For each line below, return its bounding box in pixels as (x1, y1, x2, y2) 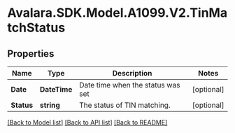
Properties (7, 48, 55, 59)
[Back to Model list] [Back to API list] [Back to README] (7, 118, 168, 127)
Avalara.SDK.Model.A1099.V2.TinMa (7, 5, 228, 21)
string (39, 100, 61, 110)
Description (112, 69, 152, 78)
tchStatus (7, 20, 66, 36)
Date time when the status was (79, 80, 180, 90)
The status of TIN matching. (79, 100, 171, 110)
